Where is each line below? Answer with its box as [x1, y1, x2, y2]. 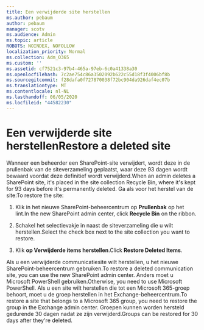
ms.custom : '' [6, 60, 43, 66]
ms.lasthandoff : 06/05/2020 [6, 94, 78, 100]
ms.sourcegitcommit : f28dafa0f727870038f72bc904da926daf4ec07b [6, 77, 171, 83]
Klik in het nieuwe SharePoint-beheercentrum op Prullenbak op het [15, 203, 185, 210]
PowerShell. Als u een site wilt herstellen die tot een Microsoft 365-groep [6, 284, 190, 292]
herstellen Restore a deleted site [6, 138, 171, 152]
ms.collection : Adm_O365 [6, 54, 69, 60]
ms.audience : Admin [6, 32, 56, 38]
